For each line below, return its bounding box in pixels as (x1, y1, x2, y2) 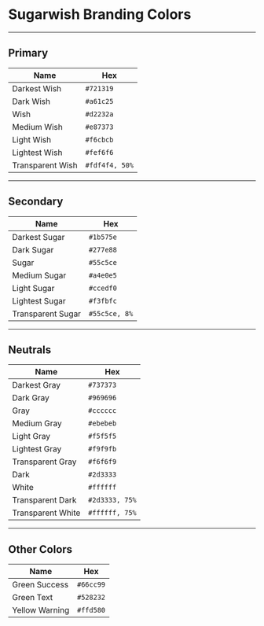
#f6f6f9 (87, 458, 117, 466)
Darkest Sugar (12, 231, 65, 242)
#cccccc (87, 407, 117, 415)
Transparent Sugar (12, 308, 81, 319)
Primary (8, 46, 49, 60)
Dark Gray (12, 392, 49, 403)
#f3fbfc (88, 296, 118, 305)
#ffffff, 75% (87, 509, 137, 517)
